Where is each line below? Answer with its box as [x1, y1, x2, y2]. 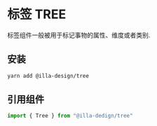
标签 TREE [7, 6, 67, 22]
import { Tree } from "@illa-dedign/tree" [7, 113, 133, 120]
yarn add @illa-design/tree [7, 72, 90, 79]
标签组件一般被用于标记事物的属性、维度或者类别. [7, 31, 151, 39]
